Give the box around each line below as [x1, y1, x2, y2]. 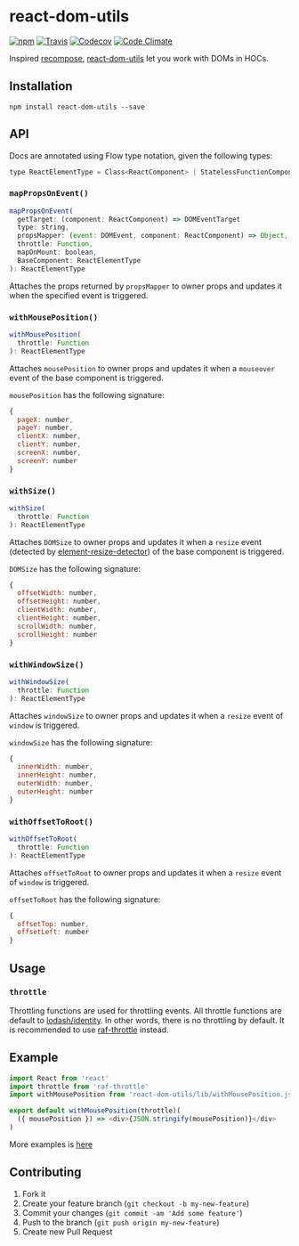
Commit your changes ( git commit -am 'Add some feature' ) [21, 1207, 243, 1217]
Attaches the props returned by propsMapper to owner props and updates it [9, 281, 283, 291]
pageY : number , [17, 423, 74, 433]
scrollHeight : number [17, 630, 98, 639]
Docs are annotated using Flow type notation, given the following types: [9, 150, 273, 161]
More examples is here [9, 1138, 93, 1150]
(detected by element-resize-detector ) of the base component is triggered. [9, 546, 285, 557]
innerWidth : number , [17, 762, 93, 771]
